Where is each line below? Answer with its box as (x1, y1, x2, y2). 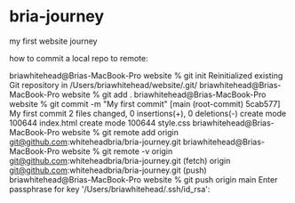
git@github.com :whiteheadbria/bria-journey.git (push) (9, 165, 207, 175)
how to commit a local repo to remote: (9, 53, 148, 63)
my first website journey (9, 36, 98, 46)
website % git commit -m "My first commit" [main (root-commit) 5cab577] (9, 98, 281, 109)
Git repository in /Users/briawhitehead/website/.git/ (9, 79, 198, 90)
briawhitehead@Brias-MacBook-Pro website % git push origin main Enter (9, 174, 278, 184)
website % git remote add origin (61, 126, 179, 137)
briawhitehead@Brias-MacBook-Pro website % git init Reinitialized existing (9, 69, 283, 81)
